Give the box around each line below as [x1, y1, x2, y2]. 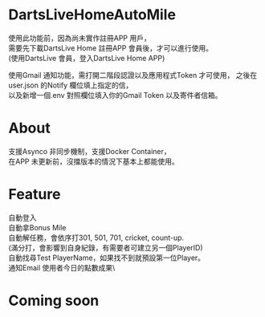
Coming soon [8, 291, 100, 310]
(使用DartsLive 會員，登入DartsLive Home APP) [8, 53, 165, 63]
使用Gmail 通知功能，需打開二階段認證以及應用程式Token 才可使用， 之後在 [8, 70, 258, 79]
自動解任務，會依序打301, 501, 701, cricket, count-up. [8, 233, 185, 242]
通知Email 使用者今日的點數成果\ [8, 262, 116, 272]
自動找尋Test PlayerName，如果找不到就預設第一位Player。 [8, 253, 206, 262]
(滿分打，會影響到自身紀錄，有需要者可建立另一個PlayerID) [8, 242, 203, 252]
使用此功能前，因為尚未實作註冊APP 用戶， [8, 33, 151, 43]
